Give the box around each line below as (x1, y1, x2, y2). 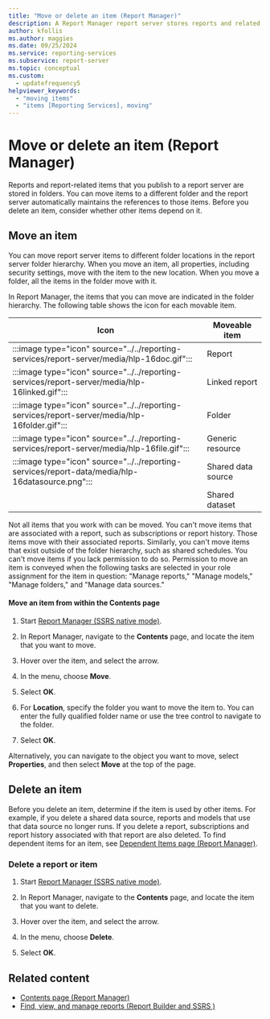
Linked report (207, 376, 258, 387)
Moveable (212, 319, 252, 330)
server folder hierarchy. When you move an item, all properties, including (8, 259, 250, 268)
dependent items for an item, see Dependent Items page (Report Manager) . (8, 839, 259, 848)
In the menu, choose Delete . (19, 932, 115, 942)
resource (207, 442, 241, 454)
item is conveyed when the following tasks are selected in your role (8, 562, 231, 572)
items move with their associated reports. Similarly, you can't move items (8, 536, 251, 546)
